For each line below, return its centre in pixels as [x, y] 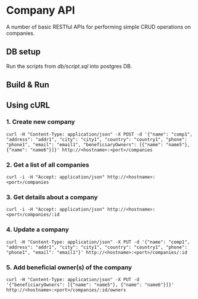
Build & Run [28, 85]
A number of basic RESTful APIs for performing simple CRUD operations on [99, 27]
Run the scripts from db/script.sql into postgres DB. [69, 66]
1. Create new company [41, 122]
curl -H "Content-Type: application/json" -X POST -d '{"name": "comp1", [100, 134]
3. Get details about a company [52, 197]
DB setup [23, 52]
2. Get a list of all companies [48, 165]
